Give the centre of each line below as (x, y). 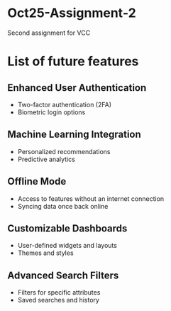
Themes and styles (45, 253)
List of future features (73, 61)
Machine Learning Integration (75, 135)
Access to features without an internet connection (91, 198)
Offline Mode (37, 181)
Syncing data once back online (63, 206)
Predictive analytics (46, 159)
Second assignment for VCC (49, 33)
